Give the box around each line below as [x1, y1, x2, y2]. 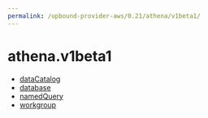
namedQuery [19, 91, 64, 101]
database [19, 82, 51, 92]
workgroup [19, 99, 57, 110]
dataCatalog [19, 74, 61, 84]
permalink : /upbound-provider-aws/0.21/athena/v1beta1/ [7, 11, 201, 20]
